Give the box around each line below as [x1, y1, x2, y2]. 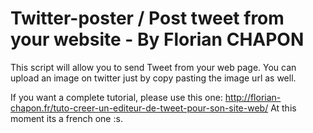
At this [270, 102, 297, 114]
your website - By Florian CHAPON [10, 28, 305, 51]
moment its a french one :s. [10, 112, 123, 124]
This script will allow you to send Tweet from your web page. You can [10, 61, 297, 73]
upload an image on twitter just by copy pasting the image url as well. [10, 72, 297, 84]
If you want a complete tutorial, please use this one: [10, 91, 223, 103]
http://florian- [224, 91, 282, 103]
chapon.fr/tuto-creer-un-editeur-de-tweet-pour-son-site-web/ [10, 102, 269, 114]
